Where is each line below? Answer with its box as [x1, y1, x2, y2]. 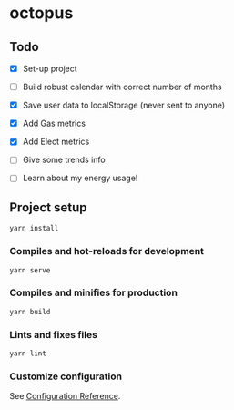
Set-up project [22, 63, 77, 74]
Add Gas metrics [22, 118, 86, 129]
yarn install [9, 224, 59, 233]
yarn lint [9, 349, 47, 358]
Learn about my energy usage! [22, 172, 138, 184]
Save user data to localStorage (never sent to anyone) [22, 99, 226, 111]
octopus [9, 3, 74, 24]
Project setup [9, 200, 88, 215]
